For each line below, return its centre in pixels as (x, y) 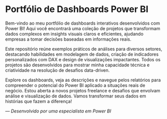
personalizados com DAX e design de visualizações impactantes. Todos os (83, 59)
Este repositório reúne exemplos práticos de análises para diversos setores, (84, 49)
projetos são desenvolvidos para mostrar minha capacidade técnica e (77, 65)
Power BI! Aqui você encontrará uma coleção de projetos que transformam (83, 28)
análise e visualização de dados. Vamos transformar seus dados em (76, 96)
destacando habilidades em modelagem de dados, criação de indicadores (82, 54)
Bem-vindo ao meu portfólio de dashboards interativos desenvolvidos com (82, 23)
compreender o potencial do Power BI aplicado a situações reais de (75, 85)
